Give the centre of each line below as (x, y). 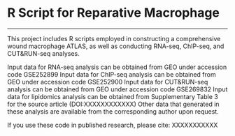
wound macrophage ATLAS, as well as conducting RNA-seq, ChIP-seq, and (116, 46)
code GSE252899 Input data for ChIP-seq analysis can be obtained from (112, 74)
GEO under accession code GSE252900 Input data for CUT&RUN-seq (108, 82)
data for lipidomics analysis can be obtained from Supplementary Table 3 (113, 96)
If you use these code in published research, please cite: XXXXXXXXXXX (113, 125)
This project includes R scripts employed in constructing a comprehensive (114, 38)
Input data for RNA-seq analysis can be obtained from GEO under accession (117, 67)
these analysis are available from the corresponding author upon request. (113, 111)
